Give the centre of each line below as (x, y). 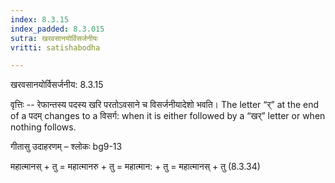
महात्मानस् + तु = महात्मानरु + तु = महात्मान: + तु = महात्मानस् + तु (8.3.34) (135, 167)
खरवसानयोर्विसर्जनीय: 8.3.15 (57, 85)
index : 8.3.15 (40, 19)
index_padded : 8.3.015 (57, 29)
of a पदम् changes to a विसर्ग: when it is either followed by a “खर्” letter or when (168, 116)
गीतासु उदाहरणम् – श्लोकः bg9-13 (66, 147)
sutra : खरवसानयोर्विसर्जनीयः (54, 38)
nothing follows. (43, 127)
